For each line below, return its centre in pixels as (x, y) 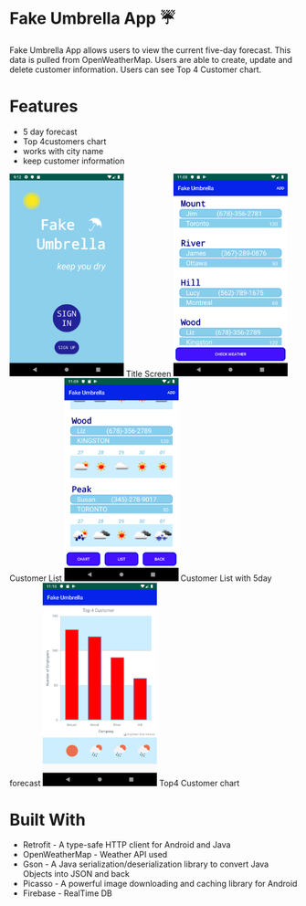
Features (44, 106)
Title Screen (148, 374)
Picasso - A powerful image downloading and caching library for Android (160, 884)
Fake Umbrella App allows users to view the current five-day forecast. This (150, 50)
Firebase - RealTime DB (67, 893)
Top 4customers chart (64, 141)
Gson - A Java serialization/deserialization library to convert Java (146, 864)
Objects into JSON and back (76, 874)
